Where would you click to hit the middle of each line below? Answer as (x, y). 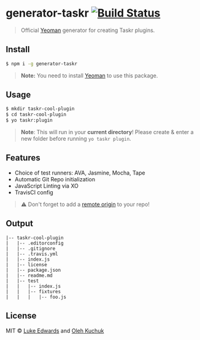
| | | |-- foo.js (36, 297)
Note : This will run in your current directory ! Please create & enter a (107, 132)
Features (23, 158)
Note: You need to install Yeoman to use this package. (89, 75)
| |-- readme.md (29, 275)
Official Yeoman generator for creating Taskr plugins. (88, 30)
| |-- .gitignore (31, 248)
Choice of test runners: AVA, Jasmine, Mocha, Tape (80, 173)
